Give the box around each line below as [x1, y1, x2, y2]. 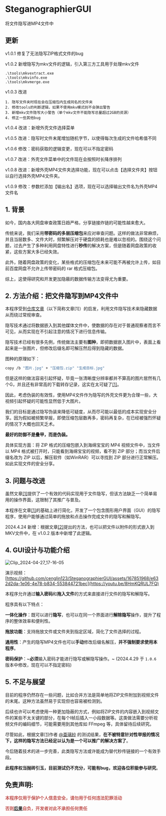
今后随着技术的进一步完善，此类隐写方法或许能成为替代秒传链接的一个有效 [5, 748, 157, 754]
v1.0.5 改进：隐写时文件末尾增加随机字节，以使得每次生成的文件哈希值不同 [5, 135, 157, 141]
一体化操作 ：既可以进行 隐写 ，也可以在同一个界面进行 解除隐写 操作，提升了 [5, 612, 157, 618]
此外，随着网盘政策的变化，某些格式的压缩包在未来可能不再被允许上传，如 [5, 259, 157, 265]
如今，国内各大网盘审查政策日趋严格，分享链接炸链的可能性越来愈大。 [5, 219, 148, 226]
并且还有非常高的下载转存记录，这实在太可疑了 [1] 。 [17, 382, 122, 387]
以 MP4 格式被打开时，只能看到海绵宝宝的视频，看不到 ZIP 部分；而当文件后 [5, 448, 161, 454]
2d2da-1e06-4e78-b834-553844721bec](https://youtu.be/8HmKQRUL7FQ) [5, 580, 159, 586]
